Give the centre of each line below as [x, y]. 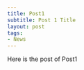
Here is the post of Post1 [42, 59]
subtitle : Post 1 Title [42, 20]
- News [17, 40]
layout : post [26, 26]
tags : [15, 33]
